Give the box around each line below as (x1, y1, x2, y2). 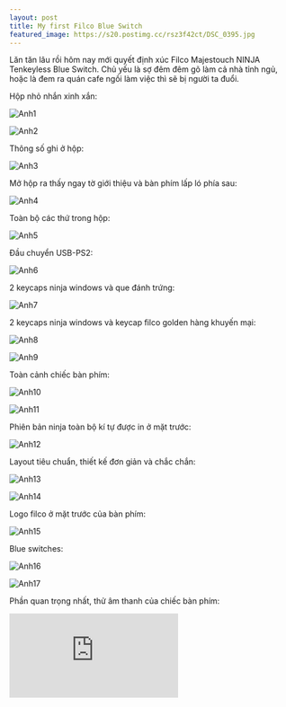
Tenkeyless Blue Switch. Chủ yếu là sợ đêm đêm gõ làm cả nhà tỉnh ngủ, (9, 64, 279, 75)
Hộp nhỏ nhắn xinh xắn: (9, 91, 98, 102)
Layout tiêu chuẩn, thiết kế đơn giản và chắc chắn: (9, 456, 196, 467)
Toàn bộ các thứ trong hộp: (9, 213, 111, 224)
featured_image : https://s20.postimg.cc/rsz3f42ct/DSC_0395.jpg (9, 30, 255, 39)
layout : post (9, 13, 58, 22)
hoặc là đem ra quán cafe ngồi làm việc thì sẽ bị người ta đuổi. (9, 74, 240, 84)
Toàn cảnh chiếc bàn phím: (9, 369, 111, 380)
